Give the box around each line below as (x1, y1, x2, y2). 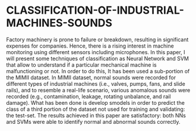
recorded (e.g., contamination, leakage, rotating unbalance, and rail (6, 93, 171, 100)
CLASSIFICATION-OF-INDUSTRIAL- (6, 4, 184, 17)
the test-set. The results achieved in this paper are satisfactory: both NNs (6, 111, 186, 119)
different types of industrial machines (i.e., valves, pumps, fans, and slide (6, 80, 185, 87)
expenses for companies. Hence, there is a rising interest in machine (6, 42, 174, 49)
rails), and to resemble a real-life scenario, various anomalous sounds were (6, 86, 191, 93)
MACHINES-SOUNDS (6, 16, 113, 30)
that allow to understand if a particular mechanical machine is (6, 61, 157, 68)
